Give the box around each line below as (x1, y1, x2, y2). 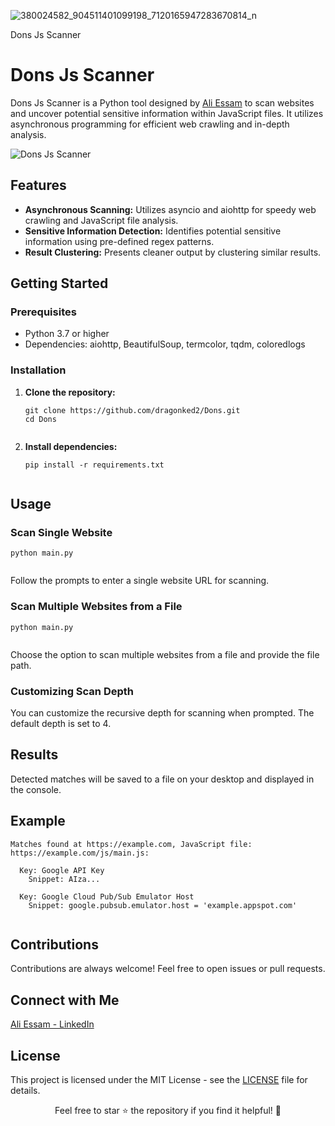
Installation (10, 363, 67, 377)
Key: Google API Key (19, 865, 105, 875)
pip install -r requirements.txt (24, 460, 165, 470)
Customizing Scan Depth (10, 684, 135, 698)
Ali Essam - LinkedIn (10, 1018, 95, 1030)
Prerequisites (10, 305, 77, 319)
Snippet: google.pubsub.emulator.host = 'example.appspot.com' (28, 900, 298, 910)
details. (10, 1085, 41, 1097)
